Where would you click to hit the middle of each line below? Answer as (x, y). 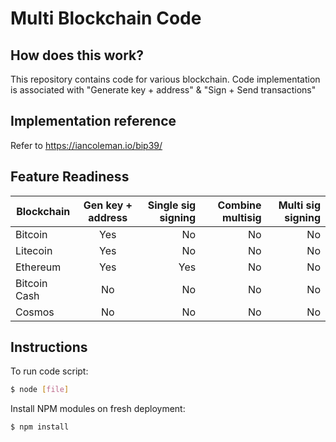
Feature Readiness (70, 177)
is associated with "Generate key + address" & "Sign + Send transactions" (163, 90)
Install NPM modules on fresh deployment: (98, 409)
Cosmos (35, 312)
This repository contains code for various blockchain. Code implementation (165, 79)
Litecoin (34, 250)
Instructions (49, 347)
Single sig (172, 205)
